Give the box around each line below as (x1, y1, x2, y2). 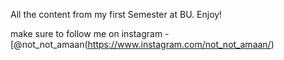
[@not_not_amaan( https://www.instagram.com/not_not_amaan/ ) (10, 39, 275, 50)
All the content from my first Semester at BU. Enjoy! (10, 9, 223, 20)
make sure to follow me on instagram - (10, 28, 170, 39)
